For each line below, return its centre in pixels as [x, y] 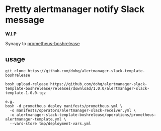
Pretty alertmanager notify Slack [75, 9]
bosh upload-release [27, 84]
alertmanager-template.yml [33, 119]
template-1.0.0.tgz [26, 93]
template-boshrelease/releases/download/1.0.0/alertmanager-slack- [77, 88]
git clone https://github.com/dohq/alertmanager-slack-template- [75, 71]
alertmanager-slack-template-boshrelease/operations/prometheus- [86, 115]
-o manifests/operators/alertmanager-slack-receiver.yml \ [73, 110]
